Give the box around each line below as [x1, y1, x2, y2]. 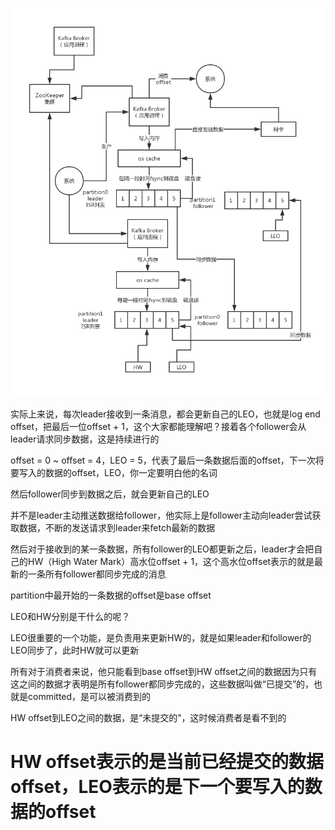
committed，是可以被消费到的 [27, 690, 152, 702]
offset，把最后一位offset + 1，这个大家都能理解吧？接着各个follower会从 [10, 420, 307, 432]
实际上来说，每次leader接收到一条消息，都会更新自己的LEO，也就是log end [10, 408, 321, 420]
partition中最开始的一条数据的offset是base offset [10, 589, 212, 601]
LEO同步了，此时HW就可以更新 [10, 644, 140, 656]
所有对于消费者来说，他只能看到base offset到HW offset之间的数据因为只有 [10, 665, 318, 677]
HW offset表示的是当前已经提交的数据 [10, 750, 325, 773]
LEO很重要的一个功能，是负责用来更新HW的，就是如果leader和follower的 [10, 631, 312, 643]
